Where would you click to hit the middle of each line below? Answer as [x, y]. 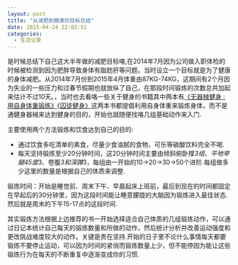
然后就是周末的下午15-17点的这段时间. [63, 204]
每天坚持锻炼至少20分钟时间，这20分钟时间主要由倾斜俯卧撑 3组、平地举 [124, 154]
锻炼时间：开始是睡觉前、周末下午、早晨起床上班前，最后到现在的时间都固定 [119, 186]
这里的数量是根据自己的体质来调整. [74, 171]
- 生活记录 [28, 40]
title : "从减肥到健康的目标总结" [51, 21]
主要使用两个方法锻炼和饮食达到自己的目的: [70, 130]
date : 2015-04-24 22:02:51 [47, 27]
